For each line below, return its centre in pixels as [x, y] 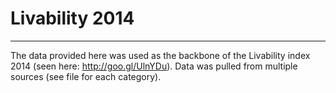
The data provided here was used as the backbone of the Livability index [160, 55]
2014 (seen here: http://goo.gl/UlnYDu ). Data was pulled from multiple [154, 66]
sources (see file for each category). [86, 76]
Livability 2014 [72, 18]
